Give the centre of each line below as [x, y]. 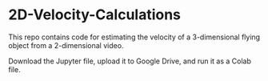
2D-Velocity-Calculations [95, 15]
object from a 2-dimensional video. [66, 45]
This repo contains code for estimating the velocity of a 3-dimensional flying [134, 37]
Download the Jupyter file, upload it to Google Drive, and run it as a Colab [130, 61]
